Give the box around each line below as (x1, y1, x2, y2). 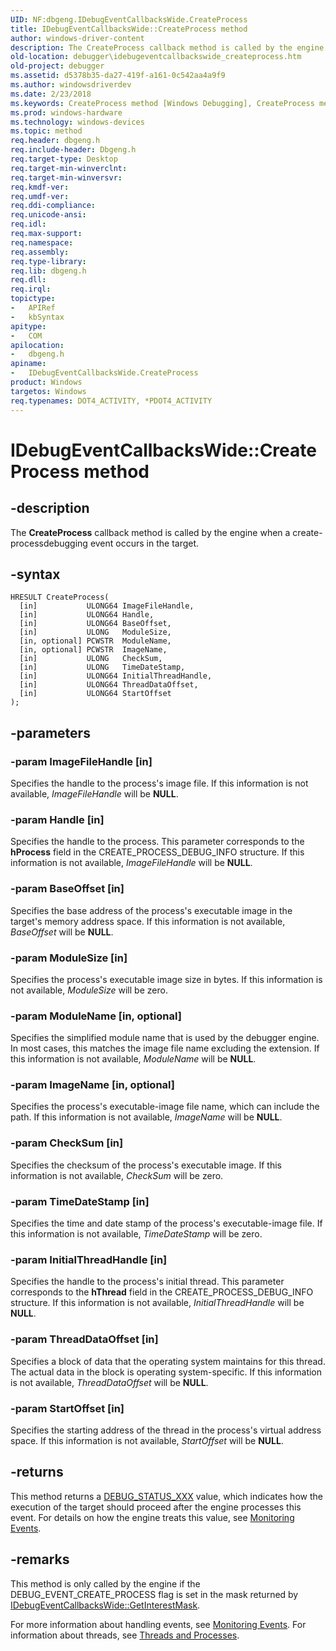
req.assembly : (10, 247, 70, 257)
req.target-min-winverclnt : (10, 163, 128, 173)
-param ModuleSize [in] (10, 951, 128, 965)
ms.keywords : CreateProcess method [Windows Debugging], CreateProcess (10, 98, 315, 108)
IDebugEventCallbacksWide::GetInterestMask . (10, 1599, 201, 1611)
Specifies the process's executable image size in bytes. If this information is (10, 973, 323, 985)
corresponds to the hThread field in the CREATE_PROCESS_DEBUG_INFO (10, 1286, 314, 1298)
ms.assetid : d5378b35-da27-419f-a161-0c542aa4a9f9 (10, 71, 226, 81)
